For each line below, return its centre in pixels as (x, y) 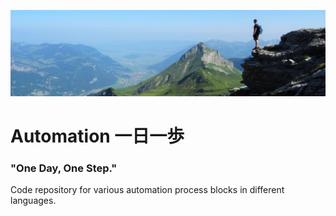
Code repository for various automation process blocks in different (147, 190)
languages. (33, 201)
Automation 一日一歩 (97, 136)
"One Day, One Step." (64, 168)
